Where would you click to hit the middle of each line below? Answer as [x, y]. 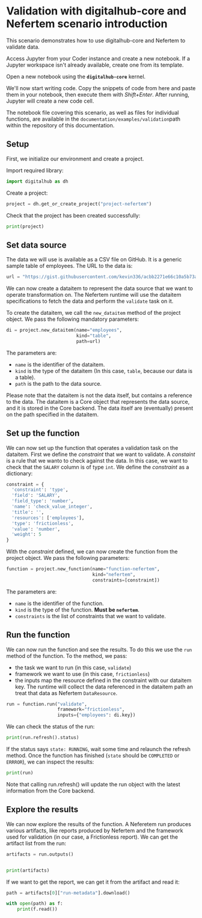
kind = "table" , [94, 336]
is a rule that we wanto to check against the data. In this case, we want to [97, 460]
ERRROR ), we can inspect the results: [50, 762]
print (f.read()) [38, 909]
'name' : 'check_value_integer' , [52, 506]
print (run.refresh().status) [43, 738]
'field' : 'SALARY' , [36, 496]
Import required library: [35, 170]
